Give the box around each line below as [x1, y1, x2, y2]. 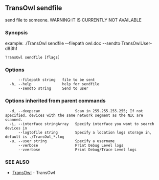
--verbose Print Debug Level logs [18, 143, 124, 148]
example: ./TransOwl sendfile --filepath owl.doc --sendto [5, 40, 121, 46]
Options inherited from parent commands [5, 98, 106, 104]
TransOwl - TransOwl [12, 170, 55, 176]
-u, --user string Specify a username [9, 138, 115, 144]
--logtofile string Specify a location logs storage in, [18, 130, 152, 135]
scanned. [5, 117, 23, 122]
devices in [5, 126, 27, 130]
